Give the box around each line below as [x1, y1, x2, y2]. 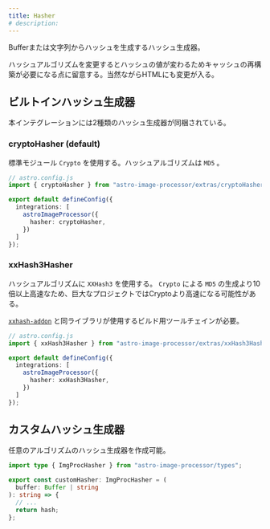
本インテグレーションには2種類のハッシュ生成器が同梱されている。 [8, 118, 231, 128]
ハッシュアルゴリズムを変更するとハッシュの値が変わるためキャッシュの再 [8, 59, 255, 69]
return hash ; [15, 506, 59, 514]
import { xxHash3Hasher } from [8, 339, 113, 348]
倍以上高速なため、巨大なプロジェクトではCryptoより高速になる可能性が [8, 288, 249, 298]
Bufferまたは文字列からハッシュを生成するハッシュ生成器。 [8, 42, 205, 52]
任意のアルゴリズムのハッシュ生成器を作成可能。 [8, 446, 170, 455]
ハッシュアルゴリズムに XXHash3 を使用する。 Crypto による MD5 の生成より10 [8, 279, 261, 288]
